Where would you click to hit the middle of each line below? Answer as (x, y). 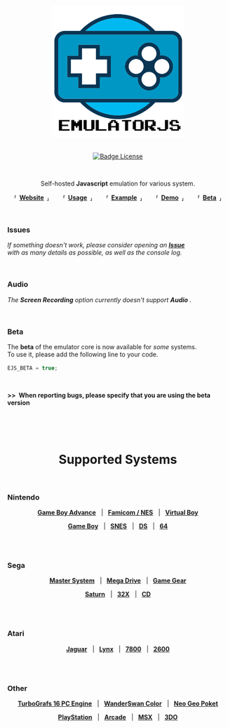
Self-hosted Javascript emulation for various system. (118, 183)
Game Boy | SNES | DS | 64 (118, 526)
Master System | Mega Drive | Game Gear (118, 580)
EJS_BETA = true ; (33, 368)
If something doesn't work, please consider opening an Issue (96, 245)
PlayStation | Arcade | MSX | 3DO (118, 717)
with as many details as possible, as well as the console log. (95, 253)
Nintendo (24, 497)
